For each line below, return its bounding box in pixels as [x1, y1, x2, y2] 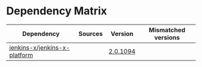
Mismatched [148, 26, 186, 34]
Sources [78, 29, 103, 38]
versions [154, 33, 180, 41]
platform [9, 51, 33, 59]
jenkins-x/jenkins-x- [9, 43, 70, 51]
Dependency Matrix [6, 4, 107, 18]
